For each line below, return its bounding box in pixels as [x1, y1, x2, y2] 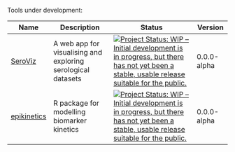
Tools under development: [7, 6, 83, 14]
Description [59, 22, 100, 32]
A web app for [53, 39, 100, 48]
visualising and [53, 48, 103, 57]
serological [53, 65, 90, 74]
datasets [53, 74, 82, 83]
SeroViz [10, 56, 36, 66]
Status [140, 22, 163, 32]
